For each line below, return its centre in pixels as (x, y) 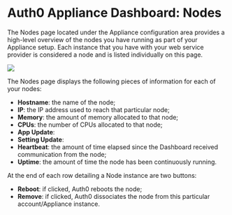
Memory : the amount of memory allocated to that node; (98, 117)
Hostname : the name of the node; (66, 102)
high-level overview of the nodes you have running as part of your (102, 39)
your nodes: (24, 88)
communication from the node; (62, 154)
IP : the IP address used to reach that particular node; (93, 109)
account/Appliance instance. (58, 204)
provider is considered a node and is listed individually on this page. (105, 55)
